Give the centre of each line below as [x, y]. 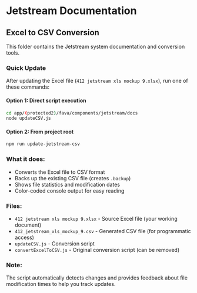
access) [24, 237]
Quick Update [26, 68]
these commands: [28, 87]
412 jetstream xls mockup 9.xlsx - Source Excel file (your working [96, 218]
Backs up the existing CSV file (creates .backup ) [73, 178]
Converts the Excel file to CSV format [60, 172]
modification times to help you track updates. [61, 284]
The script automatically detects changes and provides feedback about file [97, 278]
